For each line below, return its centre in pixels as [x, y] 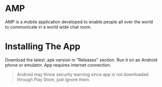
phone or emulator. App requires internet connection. [58, 65]
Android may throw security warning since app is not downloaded [83, 74]
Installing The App [43, 47]
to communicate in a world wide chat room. [48, 27]
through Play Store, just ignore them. [54, 79]
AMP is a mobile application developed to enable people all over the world [79, 22]
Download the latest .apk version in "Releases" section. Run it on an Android [81, 60]
